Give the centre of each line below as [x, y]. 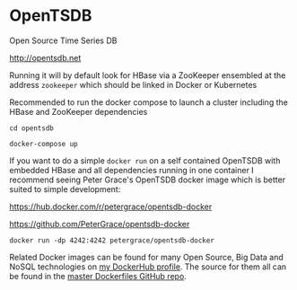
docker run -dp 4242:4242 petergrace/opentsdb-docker [112, 240]
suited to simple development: [65, 189]
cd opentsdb [31, 128]
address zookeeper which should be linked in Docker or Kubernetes [133, 84]
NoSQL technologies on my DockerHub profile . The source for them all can [148, 267]
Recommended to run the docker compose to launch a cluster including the [149, 102]
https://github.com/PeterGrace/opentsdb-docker [100, 224]
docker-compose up [44, 144]
